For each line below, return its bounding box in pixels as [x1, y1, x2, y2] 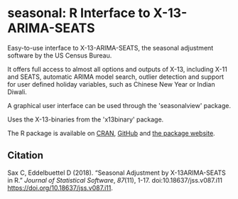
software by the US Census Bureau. [7, 51, 112, 60]
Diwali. [7, 87, 27, 96]
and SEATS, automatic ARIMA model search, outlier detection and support [7, 72, 224, 81]
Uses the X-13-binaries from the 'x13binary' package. [7, 115, 164, 124]
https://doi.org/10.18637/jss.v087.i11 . [7, 183, 114, 192]
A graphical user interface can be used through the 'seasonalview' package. [7, 101, 231, 109]
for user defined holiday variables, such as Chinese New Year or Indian [7, 80, 215, 88]
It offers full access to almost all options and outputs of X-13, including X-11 [7, 65, 227, 73]
